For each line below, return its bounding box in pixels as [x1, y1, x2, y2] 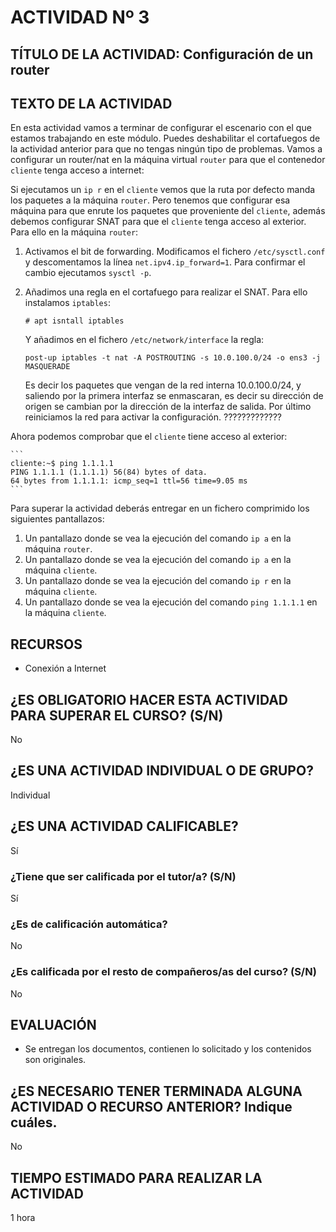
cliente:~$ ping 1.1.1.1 [10, 459, 114, 469]
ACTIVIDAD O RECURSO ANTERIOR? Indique [10, 1098, 293, 1115]
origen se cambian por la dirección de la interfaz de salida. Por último [24, 401, 312, 413]
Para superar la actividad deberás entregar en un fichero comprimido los [10, 502, 310, 515]
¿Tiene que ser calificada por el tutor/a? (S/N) [10, 869, 237, 883]
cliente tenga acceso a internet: [10, 164, 145, 176]
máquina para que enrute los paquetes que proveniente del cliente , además [10, 205, 326, 217]
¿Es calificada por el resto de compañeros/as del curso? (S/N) [10, 965, 317, 979]
